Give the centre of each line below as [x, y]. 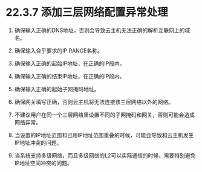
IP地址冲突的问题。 [38, 142]
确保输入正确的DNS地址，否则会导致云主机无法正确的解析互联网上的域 [102, 30]
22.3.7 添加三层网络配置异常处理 [87, 12]
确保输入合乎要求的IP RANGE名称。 [59, 50]
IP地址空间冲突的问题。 [44, 163]
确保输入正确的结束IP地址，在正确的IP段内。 [70, 76]
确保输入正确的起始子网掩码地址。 [57, 89]
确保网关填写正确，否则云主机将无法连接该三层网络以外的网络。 [94, 102]
